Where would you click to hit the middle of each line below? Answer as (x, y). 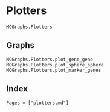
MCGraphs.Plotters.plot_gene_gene (50, 59)
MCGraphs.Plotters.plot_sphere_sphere (55, 65)
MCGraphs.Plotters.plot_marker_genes (54, 70)
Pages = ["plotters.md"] (37, 103)
